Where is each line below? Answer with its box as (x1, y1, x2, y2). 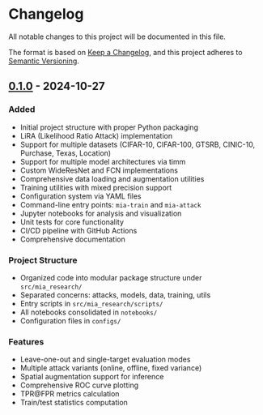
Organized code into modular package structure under (19, 272, 202, 282)
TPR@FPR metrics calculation (19, 389, 120, 399)
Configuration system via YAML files (19, 191, 142, 201)
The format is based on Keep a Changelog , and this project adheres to (8, 47, 243, 57)
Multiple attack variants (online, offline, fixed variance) (19, 363, 202, 373)
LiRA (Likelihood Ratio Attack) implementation (19, 130, 172, 140)
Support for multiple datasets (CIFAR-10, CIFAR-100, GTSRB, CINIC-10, (19, 139, 256, 149)
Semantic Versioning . (8, 56, 79, 66)
